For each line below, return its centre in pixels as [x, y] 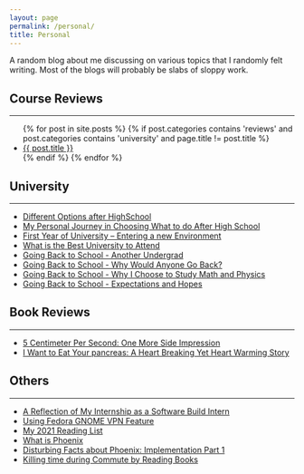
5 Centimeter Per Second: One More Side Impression [121, 343]
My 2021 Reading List [62, 430]
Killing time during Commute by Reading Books [110, 459]
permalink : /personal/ [52, 26]
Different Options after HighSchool [87, 217]
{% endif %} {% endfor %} [72, 158]
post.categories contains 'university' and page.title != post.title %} [146, 139]
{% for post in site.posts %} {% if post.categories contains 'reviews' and [157, 129]
